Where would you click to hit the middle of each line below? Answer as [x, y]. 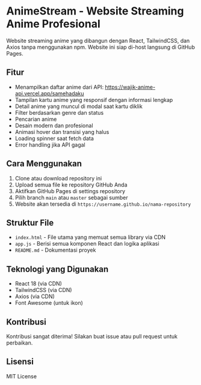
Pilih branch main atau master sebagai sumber [71, 197]
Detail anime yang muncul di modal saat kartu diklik [79, 106]
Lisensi [20, 362]
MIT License [22, 376]
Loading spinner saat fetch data [54, 138]
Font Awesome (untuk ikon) [49, 303]
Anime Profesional [53, 24]
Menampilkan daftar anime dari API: [59, 87]
